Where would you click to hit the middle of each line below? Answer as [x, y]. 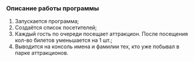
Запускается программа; [47, 21]
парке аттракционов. [41, 53]
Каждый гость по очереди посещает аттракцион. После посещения [101, 34]
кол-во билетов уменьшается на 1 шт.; [64, 41]
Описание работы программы [53, 8]
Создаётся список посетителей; [56, 27]
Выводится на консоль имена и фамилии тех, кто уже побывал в [97, 46]
